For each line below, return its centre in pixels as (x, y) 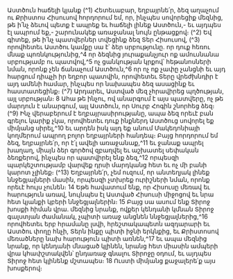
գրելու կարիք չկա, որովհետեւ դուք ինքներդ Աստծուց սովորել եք (111, 120)
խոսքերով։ (25, 268)
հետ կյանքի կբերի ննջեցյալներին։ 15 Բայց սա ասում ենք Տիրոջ (109, 202)
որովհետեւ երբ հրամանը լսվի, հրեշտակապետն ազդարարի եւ (109, 224)
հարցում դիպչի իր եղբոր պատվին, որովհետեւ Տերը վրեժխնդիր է (113, 76)
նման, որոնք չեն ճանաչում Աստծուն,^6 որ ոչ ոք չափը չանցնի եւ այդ (116, 69)
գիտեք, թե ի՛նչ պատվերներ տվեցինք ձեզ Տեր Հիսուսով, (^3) (104, 40)
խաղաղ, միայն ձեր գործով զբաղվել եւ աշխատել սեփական (103, 150)
